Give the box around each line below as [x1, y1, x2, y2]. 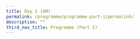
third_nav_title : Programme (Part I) [6, 24, 98, 30]
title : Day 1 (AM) [6, 8, 51, 14]
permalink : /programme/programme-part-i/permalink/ [6, 14, 134, 19]
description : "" [6, 19, 45, 25]
